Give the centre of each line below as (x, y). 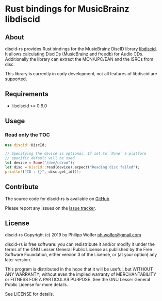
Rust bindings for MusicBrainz (67, 9)
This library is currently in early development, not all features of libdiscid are (81, 74)
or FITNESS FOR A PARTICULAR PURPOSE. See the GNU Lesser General (78, 280)
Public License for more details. (37, 284)
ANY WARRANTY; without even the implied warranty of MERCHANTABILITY (81, 274)
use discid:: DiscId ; (26, 145)
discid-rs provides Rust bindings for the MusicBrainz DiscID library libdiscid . (81, 49)
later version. (18, 260)
